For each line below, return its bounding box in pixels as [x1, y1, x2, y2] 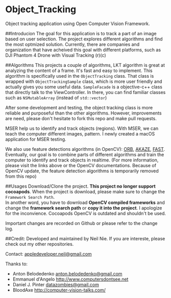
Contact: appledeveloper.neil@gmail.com [5, 250, 92, 257]
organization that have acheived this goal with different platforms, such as [5, 47, 161, 53]
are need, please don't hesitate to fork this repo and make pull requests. [5, 115, 157, 121]
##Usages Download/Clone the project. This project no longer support [5, 183, 156, 189]
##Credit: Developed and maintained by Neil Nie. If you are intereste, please [5, 235, 165, 241]
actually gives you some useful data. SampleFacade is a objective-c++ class [5, 83, 162, 90]
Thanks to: [5, 261, 28, 267]
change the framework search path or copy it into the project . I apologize [5, 204, 162, 211]
